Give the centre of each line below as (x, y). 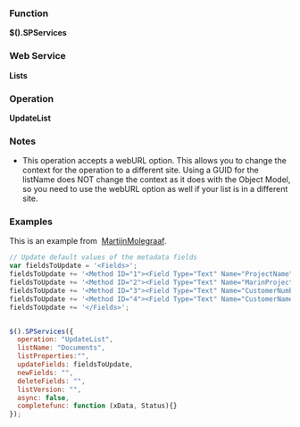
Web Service (38, 56)
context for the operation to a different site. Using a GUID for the (140, 170)
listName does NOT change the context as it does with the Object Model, (156, 180)
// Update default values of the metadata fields (104, 257)
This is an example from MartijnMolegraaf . (88, 241)
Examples (31, 222)
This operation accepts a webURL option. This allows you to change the (154, 161)
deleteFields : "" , (52, 381)
